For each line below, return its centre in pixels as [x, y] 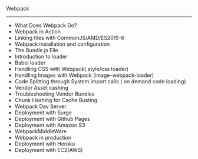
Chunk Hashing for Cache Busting [56, 100]
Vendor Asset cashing [42, 88]
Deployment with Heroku [45, 144]
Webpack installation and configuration [62, 44]
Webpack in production [43, 138]
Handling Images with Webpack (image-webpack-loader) [84, 75]
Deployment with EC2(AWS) [49, 150]
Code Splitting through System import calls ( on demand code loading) [100, 81]
